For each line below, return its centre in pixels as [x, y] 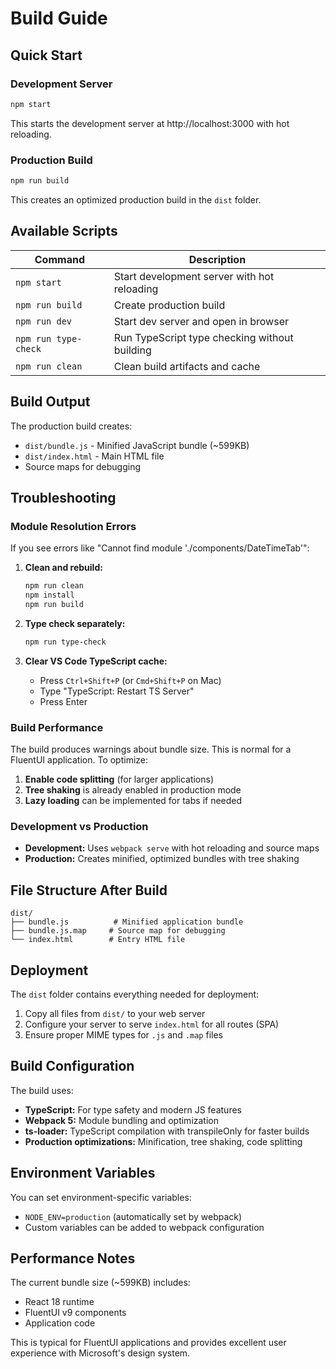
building [132, 350]
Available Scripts [64, 231]
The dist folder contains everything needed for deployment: [135, 994]
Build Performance [57, 727]
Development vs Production [79, 826]
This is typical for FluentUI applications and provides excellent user [148, 1343]
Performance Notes [73, 1258]
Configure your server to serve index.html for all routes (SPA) [152, 1024]
